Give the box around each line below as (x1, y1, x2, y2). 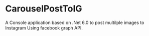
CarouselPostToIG (5, 3, 82, 14)
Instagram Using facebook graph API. (5, 24, 83, 30)
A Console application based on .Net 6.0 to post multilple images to (5, 19, 144, 25)
